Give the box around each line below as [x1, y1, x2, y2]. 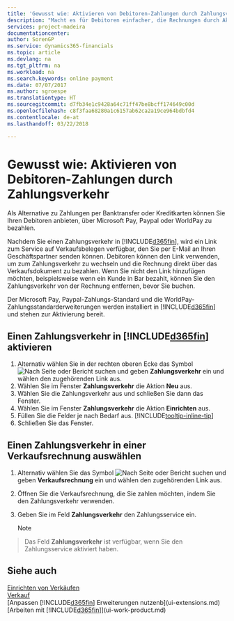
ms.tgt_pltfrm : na [7, 62, 61, 69]
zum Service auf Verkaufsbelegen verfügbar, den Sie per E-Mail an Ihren [7, 245, 216, 253]
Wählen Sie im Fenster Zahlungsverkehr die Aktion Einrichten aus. [17, 404, 211, 413]
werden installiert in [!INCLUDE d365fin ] [102, 302, 216, 311]
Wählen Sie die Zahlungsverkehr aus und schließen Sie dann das [17, 390, 203, 398]
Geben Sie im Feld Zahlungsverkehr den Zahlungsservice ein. [17, 510, 197, 519]
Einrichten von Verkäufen [7, 583, 80, 592]
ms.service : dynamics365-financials [7, 43, 114, 49]
